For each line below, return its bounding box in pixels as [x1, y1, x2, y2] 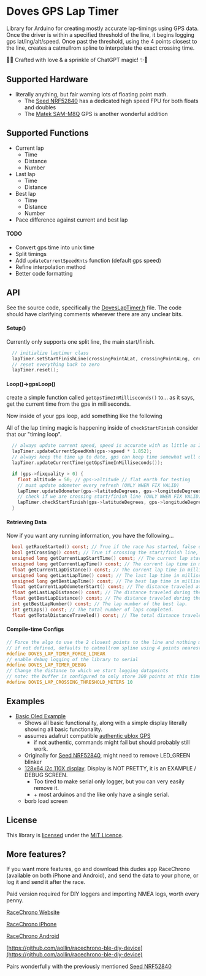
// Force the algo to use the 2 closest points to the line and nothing [6, 639, 196, 645]
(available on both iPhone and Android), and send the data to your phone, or [6, 872, 199, 879]
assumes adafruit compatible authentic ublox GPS [24, 732, 151, 739]
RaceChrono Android [6, 932, 59, 940]
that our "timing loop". [6, 431, 63, 438]
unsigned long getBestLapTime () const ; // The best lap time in [12, 578, 180, 584]
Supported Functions [6, 128, 89, 139]
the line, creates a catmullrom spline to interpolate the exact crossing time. [6, 44, 195, 52]
